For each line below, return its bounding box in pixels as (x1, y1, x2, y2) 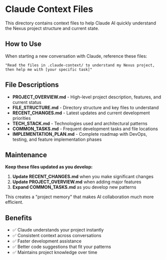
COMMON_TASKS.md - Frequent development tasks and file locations (12, 126, 158, 132)
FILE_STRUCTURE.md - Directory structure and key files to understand (12, 104, 159, 110)
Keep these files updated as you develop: (5, 164, 93, 170)
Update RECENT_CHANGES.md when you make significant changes (12, 174, 154, 180)
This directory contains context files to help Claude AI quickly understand (5, 20, 156, 26)
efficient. (5, 199, 23, 205)
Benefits (5, 214, 32, 222)
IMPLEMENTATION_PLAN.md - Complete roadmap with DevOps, (12, 131, 148, 137)
